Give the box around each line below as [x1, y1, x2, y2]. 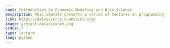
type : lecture [5, 30, 35, 35]
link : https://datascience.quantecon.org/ [5, 16, 96, 21]
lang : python [5, 35, 33, 40]
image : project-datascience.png [5, 21, 73, 26]
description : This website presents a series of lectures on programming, [5, 12, 166, 17]
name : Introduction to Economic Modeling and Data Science [5, 7, 133, 12]
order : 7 [5, 26, 24, 31]
